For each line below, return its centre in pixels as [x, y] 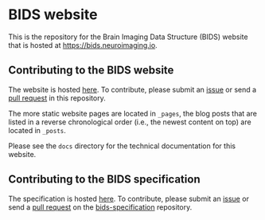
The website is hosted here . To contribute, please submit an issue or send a [132, 89]
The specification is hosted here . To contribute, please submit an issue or [129, 198]
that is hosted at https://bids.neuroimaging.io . [83, 45]
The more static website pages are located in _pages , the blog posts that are [132, 113]
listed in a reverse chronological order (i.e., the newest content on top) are [130, 122]
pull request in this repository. [57, 98]
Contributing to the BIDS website [91, 71]
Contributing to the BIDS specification [104, 180]
